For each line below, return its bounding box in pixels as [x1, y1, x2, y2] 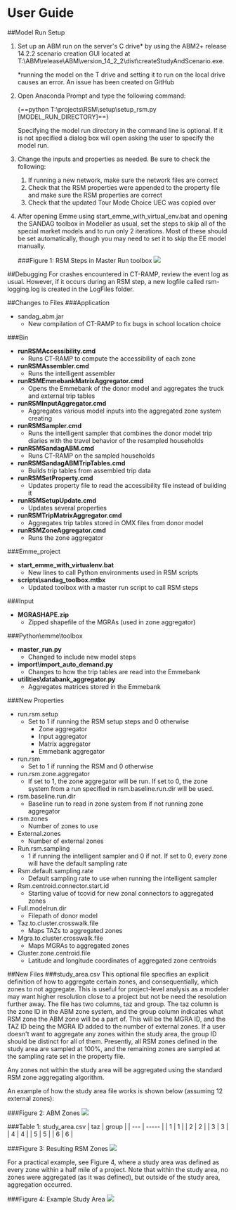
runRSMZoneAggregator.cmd [17, 526, 107, 534]
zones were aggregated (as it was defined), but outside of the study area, [7, 1173, 221, 1181]
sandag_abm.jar [17, 311, 64, 321]
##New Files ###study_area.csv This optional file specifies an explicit [7, 970, 209, 978]
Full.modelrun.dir [17, 903, 67, 912]
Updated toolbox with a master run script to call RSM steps [27, 583, 199, 591]
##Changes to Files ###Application [7, 298, 110, 307]
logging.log [7, 285, 40, 293]
